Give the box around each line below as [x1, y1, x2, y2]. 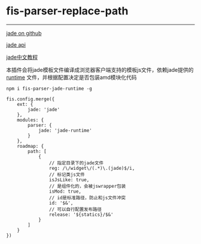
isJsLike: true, [48, 176, 90, 183]
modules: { [17, 117, 44, 123]
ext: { [17, 101, 33, 107]
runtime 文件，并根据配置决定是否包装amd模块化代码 [6, 74, 137, 81]
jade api [6, 41, 26, 48]
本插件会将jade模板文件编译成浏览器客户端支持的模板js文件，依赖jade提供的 [6, 66, 194, 73]
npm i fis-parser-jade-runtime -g [6, 86, 93, 91]
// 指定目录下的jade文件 [48, 160, 103, 166]
